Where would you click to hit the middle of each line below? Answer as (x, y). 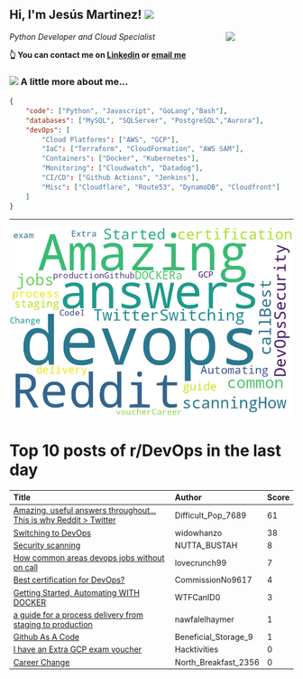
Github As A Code (46, 637)
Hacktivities (197, 649)
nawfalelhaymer (204, 619)
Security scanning (47, 545)
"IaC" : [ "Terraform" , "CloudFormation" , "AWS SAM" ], (143, 149)
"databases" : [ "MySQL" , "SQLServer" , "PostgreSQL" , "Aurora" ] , (145, 120)
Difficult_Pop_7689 (211, 515)
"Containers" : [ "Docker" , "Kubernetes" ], (121, 159)
